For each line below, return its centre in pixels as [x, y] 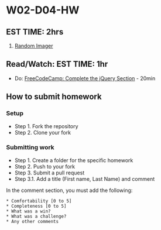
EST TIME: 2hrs [35, 32]
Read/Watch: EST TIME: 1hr [57, 64]
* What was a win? [28, 211]
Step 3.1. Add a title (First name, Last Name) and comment [85, 178]
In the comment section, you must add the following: [69, 190]
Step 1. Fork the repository [46, 126]
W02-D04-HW [43, 10]
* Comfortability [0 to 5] [39, 201]
